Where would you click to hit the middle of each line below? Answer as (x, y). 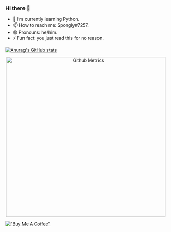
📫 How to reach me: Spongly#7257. (51, 25)
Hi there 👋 (18, 8)
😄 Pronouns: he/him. (35, 32)
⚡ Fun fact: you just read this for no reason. (58, 38)
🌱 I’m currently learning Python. (46, 19)
